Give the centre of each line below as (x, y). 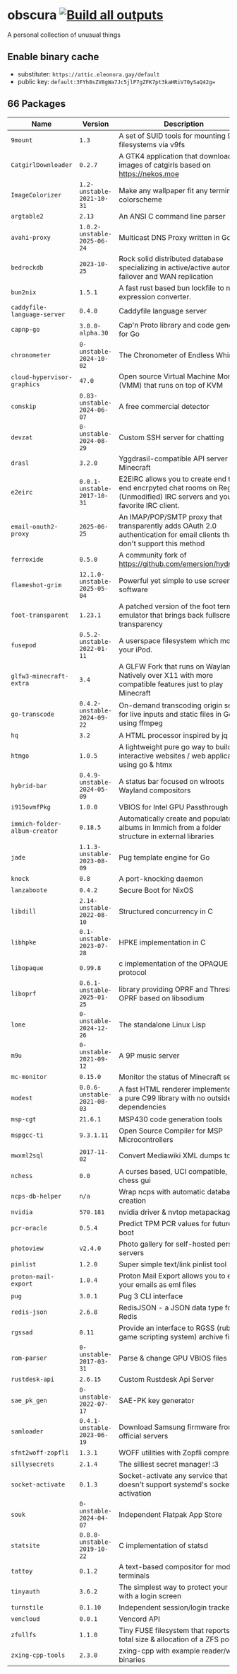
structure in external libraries (166, 836)
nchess (22, 1176)
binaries (132, 1659)
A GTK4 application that (158, 156)
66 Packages (37, 104)
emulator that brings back (162, 615)
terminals (134, 1576)
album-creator (35, 831)
